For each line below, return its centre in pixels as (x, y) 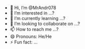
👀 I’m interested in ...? (32, 13)
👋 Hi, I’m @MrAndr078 (33, 8)
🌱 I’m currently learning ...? (37, 18)
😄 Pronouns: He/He (31, 36)
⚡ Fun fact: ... (24, 42)
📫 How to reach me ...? (34, 29)
